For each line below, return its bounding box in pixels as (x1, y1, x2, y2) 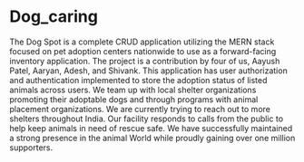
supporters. (9, 142, 53, 153)
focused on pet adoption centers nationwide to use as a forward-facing (9, 45, 277, 56)
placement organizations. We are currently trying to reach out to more (9, 103, 270, 114)
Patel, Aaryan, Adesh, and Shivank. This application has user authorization (9, 65, 288, 76)
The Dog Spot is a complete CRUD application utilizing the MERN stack (9, 36, 275, 47)
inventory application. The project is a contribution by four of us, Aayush (9, 55, 280, 66)
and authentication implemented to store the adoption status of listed (9, 74, 268, 85)
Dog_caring (9, 6, 98, 27)
